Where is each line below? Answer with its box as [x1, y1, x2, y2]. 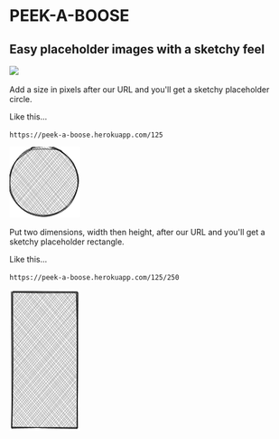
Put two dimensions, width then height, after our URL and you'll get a [9, 227, 265, 237]
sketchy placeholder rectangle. [9, 236, 125, 247]
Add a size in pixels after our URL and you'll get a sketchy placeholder [9, 84, 270, 95]
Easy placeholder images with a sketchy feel [9, 42, 265, 57]
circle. [9, 94, 33, 104]
